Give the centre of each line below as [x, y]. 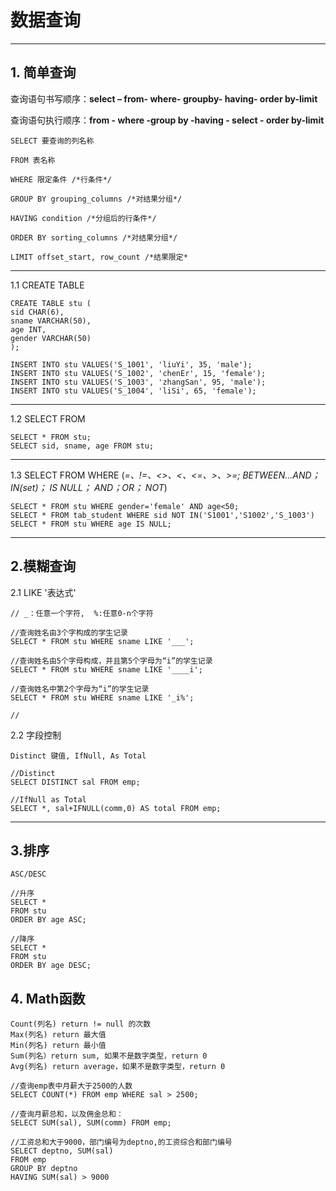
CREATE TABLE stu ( [51, 303]
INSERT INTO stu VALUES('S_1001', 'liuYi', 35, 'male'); [131, 364]
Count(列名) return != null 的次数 [81, 1024]
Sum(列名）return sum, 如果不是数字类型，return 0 [109, 1056]
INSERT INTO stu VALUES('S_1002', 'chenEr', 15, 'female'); [138, 373]
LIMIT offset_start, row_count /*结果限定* [99, 257]
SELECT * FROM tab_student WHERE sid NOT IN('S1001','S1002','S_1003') [162, 515]
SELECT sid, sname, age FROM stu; [82, 446]
